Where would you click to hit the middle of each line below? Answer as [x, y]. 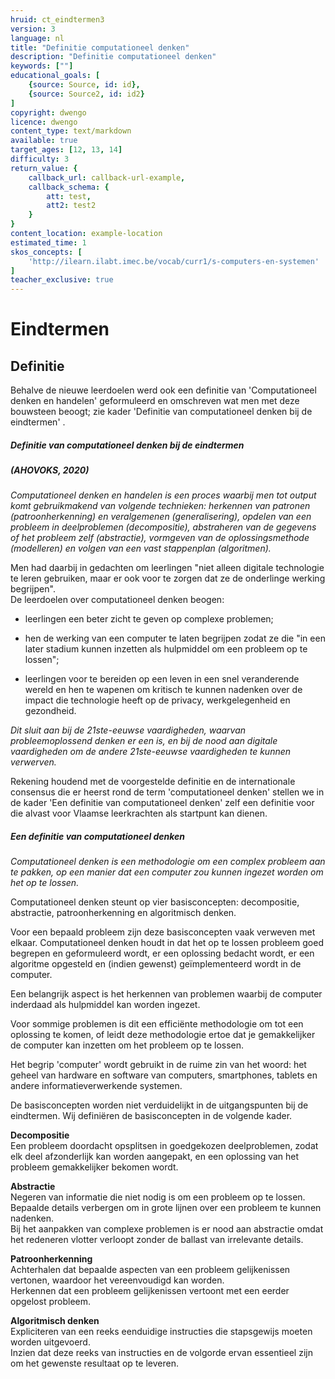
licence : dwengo [44, 122]
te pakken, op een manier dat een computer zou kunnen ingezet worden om [167, 872]
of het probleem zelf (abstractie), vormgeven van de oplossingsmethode [160, 538]
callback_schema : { [69, 187]
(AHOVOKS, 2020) [50, 470]
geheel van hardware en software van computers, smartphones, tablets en [164, 1075]
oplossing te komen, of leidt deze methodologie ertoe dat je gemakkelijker [163, 1035]
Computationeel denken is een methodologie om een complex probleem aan [168, 862]
